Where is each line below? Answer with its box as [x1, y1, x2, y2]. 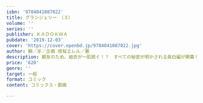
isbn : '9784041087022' [6, 8, 64, 15]
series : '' [6, 25, 34, 32]
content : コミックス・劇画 [6, 82, 67, 88]
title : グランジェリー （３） [6, 15, 73, 21]
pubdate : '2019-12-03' [6, 37, 64, 43]
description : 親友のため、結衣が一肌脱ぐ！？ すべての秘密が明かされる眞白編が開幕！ [6, 54, 199, 60]
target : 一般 [6, 71, 38, 77]
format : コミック [6, 76, 47, 82]
